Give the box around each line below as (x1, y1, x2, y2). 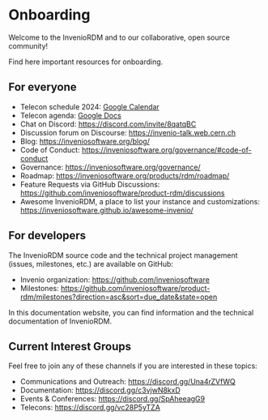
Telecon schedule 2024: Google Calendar (19, 101, 160, 111)
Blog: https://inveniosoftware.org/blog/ (19, 136, 150, 146)
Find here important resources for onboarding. (8, 57, 164, 66)
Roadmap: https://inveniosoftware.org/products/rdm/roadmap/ (19, 170, 230, 180)
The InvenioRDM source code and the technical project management (8, 250, 238, 260)
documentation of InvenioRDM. (8, 316, 112, 326)
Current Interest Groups (8, 339, 132, 354)
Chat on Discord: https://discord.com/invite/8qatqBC (19, 119, 197, 129)
